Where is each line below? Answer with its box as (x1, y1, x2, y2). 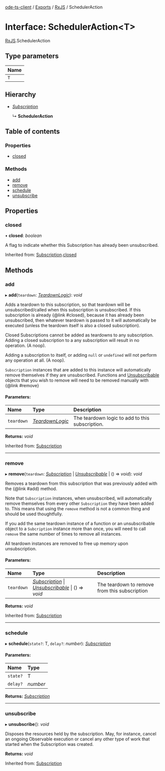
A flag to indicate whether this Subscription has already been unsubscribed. (5, 242, 159, 248)
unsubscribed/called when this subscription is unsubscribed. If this (5, 306, 141, 312)
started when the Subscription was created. (5, 741, 94, 747)
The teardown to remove (97, 581, 154, 588)
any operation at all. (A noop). (5, 357, 65, 363)
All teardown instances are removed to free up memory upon (5, 540, 129, 546)
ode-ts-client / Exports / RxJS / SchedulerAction (5, 4, 103, 10)
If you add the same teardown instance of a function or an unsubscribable (5, 521, 155, 527)
